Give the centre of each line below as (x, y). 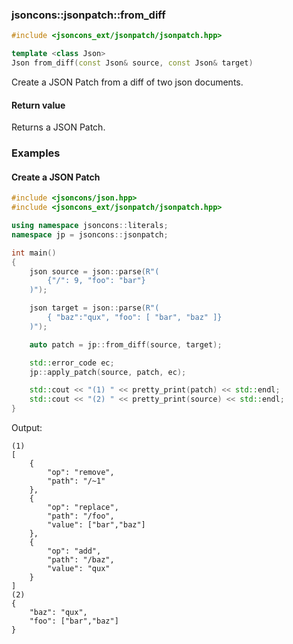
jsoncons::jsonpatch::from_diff (88, 15)
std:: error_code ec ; (72, 363)
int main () (34, 253)
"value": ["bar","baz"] (96, 525)
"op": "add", (74, 551)
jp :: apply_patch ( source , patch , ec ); (108, 372)
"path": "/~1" (76, 481)
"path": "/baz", (81, 560)
